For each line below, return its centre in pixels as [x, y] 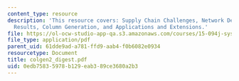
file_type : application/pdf [49, 40]
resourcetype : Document [43, 54]
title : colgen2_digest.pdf [47, 60]
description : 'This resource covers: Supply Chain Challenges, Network [116, 20]
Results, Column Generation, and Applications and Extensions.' [111, 27]
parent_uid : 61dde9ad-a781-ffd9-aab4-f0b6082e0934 [84, 46]
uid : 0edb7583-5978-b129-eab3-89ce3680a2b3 [73, 66]
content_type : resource [43, 14]
